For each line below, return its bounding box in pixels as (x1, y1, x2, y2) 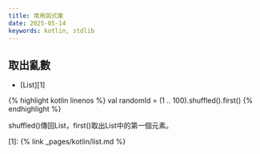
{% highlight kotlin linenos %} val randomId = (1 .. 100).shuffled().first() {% (8, 95, 254, 105)
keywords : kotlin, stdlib (8, 26, 94, 34)
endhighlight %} (8, 104, 62, 114)
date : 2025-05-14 (8, 19, 66, 27)
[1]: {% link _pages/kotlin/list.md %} (8, 137, 126, 147)
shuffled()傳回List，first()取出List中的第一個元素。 (8, 121, 174, 131)
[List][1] (19, 80, 46, 90)
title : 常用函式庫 (8, 11, 64, 20)
